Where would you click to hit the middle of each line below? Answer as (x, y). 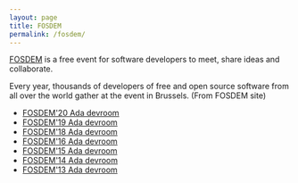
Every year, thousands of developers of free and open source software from (149, 87)
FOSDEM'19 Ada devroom (70, 122)
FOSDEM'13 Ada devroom (70, 170)
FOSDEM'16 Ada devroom (70, 141)
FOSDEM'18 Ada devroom (70, 132)
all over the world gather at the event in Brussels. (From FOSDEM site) (138, 96)
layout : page (33, 17)
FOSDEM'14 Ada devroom (70, 161)
